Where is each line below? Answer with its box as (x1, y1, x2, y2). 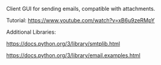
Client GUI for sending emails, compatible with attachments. (6, 5, 156, 12)
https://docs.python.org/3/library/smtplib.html (6, 40, 121, 47)
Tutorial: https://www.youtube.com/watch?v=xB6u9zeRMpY (6, 17, 155, 23)
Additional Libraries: (6, 28, 56, 36)
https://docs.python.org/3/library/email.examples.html (6, 52, 140, 59)
